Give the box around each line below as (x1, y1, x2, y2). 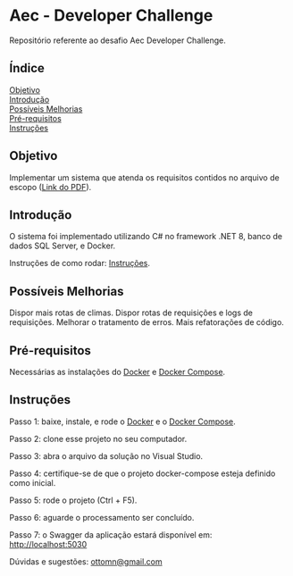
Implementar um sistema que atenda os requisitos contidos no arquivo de (9, 171, 280, 183)
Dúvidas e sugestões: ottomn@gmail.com (9, 555, 163, 567)
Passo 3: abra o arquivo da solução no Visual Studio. (9, 450, 204, 461)
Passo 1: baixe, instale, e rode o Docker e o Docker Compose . (9, 416, 236, 427)
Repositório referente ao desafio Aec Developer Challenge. (9, 35, 226, 46)
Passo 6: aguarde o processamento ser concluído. (9, 512, 195, 522)
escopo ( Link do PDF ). (9, 181, 92, 192)
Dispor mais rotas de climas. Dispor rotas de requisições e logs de (9, 307, 253, 318)
